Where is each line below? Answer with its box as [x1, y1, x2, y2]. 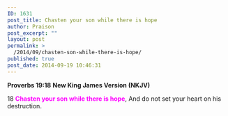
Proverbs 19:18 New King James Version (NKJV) [7, 81, 151, 89]
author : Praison [7, 23, 54, 30]
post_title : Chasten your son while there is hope [7, 17, 158, 24]
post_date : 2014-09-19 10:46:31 [7, 62, 101, 69]
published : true [7, 56, 54, 63]
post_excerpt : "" [7, 29, 58, 37]
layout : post [7, 36, 45, 43]
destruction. [7, 101, 42, 110]
